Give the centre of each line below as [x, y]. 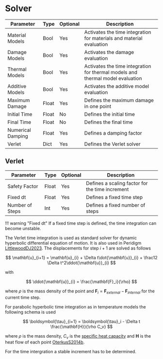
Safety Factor [23, 186]
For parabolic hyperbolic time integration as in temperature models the [76, 306]
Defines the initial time [109, 114]
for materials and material [113, 38]
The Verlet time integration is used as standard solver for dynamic [71, 238]
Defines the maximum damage [119, 100]
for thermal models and [111, 72]
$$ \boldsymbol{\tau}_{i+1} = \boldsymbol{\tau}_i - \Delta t [81, 321]
